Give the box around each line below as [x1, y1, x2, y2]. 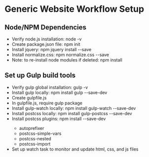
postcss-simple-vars [19, 130, 62, 136]
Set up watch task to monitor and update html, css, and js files [11, 146, 139, 152]
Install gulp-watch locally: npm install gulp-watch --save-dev [11, 105, 136, 111]
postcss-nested [19, 135, 51, 141]
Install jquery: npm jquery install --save [11, 47, 92, 52]
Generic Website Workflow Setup [4, 3, 144, 15]
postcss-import [19, 141, 51, 147]
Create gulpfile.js [11, 94, 47, 100]
